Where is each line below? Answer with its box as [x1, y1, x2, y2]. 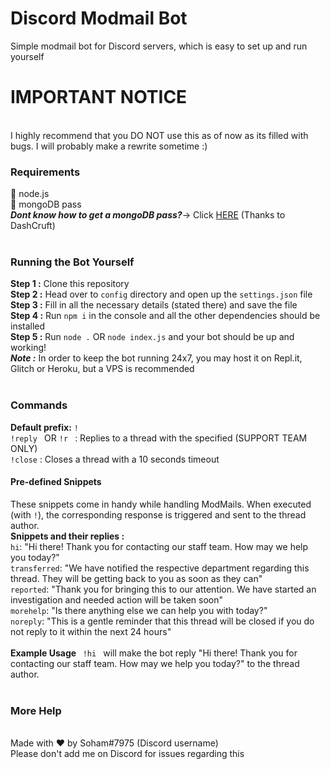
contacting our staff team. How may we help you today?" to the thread [10, 657, 300, 669]
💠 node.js [10, 188, 50, 200]
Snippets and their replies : [10, 530, 125, 542]
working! [10, 342, 47, 354]
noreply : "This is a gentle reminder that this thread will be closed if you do [10, 615, 315, 627]
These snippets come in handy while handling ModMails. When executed [10, 498, 312, 510]
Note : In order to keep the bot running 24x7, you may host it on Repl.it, [10, 352, 303, 364]
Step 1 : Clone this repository [10, 278, 130, 290]
